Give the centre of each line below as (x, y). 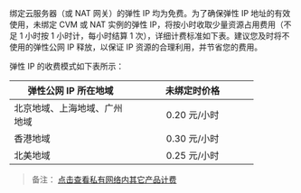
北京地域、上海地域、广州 (69, 108)
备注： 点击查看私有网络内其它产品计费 (104, 179)
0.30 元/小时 (193, 138)
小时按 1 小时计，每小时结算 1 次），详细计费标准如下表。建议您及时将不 (157, 36)
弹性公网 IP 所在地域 (71, 91)
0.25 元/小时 (193, 156)
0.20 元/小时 (193, 115)
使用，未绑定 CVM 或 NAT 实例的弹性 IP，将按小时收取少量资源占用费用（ (146, 24)
